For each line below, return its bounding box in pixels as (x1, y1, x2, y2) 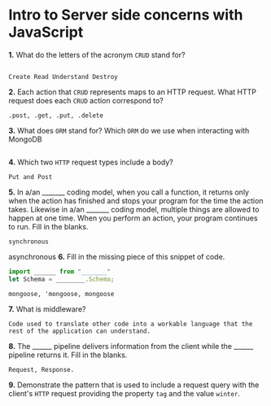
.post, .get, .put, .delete (8, 111, 104, 120)
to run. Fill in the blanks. (8, 221, 89, 231)
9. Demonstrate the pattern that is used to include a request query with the (8, 380, 260, 390)
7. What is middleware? (8, 303, 86, 314)
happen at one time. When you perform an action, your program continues (8, 213, 258, 223)
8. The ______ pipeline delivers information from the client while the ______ (8, 341, 254, 351)
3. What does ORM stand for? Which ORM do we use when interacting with (8, 125, 250, 135)
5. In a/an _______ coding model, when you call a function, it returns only (8, 187, 250, 197)
